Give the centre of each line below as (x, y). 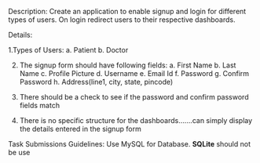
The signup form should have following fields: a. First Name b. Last (128, 65)
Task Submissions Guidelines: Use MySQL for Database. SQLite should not (130, 144)
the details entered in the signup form (80, 129)
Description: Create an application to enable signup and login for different (127, 11)
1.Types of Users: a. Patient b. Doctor (68, 50)
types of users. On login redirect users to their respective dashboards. (122, 20)
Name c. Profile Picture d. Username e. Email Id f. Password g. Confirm (134, 73)
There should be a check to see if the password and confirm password (134, 97)
